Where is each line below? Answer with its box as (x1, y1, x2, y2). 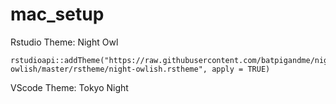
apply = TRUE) (211, 64, 271, 74)
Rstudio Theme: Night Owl (10, 36, 119, 48)
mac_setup (10, 3, 105, 26)
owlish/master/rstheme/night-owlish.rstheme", (10, 64, 208, 74)
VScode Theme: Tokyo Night (10, 81, 129, 93)
